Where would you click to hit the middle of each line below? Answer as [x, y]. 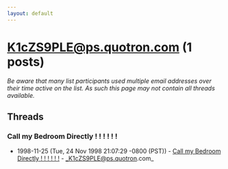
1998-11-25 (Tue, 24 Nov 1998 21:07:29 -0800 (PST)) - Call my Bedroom [119, 151]
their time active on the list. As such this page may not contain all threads [111, 88]
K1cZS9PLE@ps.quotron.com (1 [100, 47]
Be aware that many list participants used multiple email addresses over [110, 81]
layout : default [30, 13]
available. [21, 95]
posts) [26, 62]
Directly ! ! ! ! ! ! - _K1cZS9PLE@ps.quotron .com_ [85, 159]
